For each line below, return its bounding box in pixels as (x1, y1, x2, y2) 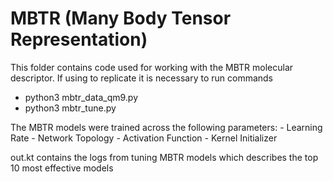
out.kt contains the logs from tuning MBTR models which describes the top (10, 151, 319, 163)
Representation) (10, 28, 148, 51)
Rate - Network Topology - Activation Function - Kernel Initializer (10, 132, 278, 144)
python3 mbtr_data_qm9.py (24, 91, 139, 103)
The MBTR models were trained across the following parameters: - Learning (10, 121, 323, 133)
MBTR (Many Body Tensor (10, 7, 232, 30)
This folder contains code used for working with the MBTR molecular (10, 61, 294, 73)
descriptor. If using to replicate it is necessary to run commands (10, 72, 273, 84)
